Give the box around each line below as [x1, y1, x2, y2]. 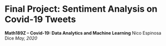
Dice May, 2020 [4, 35, 38, 41]
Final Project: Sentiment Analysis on [4, 3, 158, 15]
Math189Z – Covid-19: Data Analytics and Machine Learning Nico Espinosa [4, 30, 162, 36]
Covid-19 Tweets [4, 14, 76, 25]
